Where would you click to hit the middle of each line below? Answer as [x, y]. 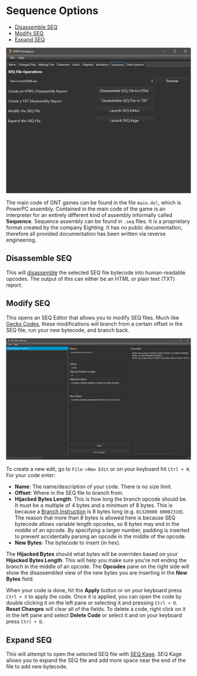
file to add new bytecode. [37, 667]
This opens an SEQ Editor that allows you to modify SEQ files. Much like [93, 317]
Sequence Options [52, 11]
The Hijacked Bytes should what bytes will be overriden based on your [92, 554]
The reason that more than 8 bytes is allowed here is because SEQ [95, 518]
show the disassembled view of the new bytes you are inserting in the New [97, 573]
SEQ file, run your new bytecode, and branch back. [68, 330]
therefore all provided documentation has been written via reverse [86, 234]
